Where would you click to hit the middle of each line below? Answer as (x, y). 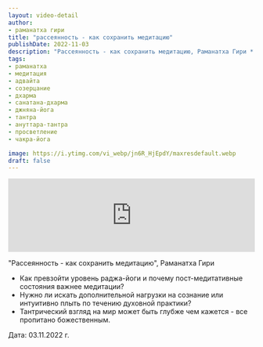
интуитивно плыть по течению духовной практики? (105, 303)
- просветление (33, 132)
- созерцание (29, 88)
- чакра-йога (29, 139)
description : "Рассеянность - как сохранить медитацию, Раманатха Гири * (131, 52)
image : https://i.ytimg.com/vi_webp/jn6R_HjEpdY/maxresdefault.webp (122, 154)
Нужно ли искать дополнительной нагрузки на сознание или (121, 295)
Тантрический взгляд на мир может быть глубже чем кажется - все (133, 312)
